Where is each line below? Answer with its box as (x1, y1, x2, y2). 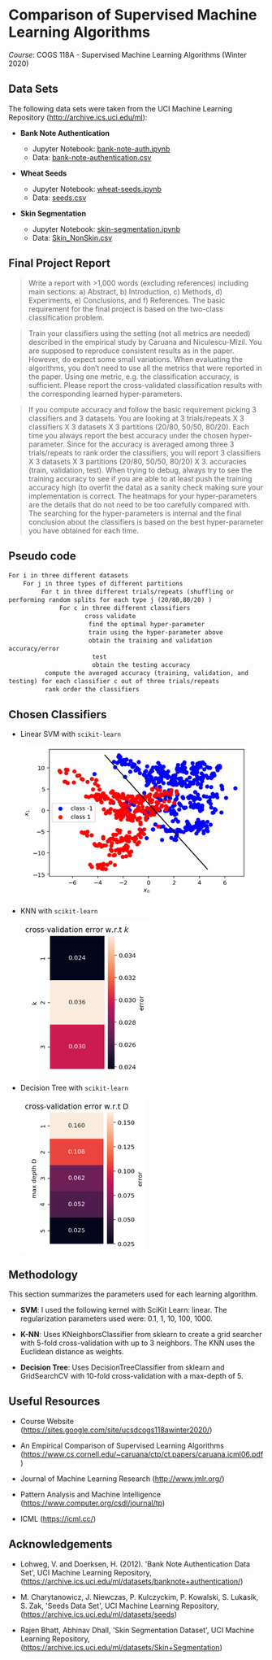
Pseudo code (8, 549, 77, 563)
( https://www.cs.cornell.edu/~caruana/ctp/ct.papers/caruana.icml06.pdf (19, 1449, 264, 1459)
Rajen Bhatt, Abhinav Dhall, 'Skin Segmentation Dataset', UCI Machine (19, 1625, 254, 1635)
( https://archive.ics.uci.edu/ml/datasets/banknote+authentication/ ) (19, 1576, 244, 1586)
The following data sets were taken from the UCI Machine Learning (8, 103, 233, 113)
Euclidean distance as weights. (19, 1347, 124, 1356)
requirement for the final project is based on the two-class (28, 303, 223, 314)
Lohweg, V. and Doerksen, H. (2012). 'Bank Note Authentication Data (19, 1559, 250, 1569)
